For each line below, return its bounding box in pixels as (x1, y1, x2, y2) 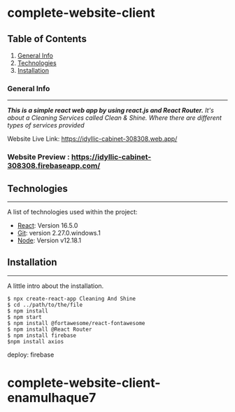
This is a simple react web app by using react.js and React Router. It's (7, 107, 215, 115)
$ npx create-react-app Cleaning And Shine (7, 295, 136, 302)
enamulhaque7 (7, 390, 97, 406)
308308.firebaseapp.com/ (7, 161, 101, 171)
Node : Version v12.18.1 (17, 236, 82, 245)
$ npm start (7, 313, 42, 320)
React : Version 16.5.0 (17, 221, 78, 230)
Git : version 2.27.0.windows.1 (17, 229, 101, 238)
